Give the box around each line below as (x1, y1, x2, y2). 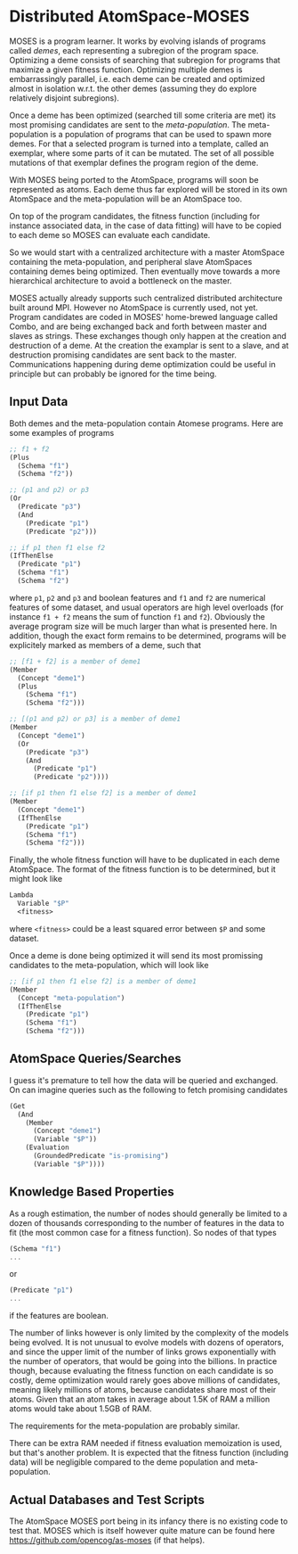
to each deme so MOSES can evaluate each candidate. (9, 229, 211, 240)
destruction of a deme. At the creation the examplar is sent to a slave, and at (9, 340, 289, 350)
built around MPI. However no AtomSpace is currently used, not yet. (9, 301, 259, 313)
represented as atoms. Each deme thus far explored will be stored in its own (9, 184, 287, 194)
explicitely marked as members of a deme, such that (9, 639, 202, 650)
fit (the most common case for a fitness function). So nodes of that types (9, 1227, 278, 1237)
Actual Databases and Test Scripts (9, 1492, 205, 1508)
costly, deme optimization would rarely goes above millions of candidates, (9, 1375, 281, 1385)
